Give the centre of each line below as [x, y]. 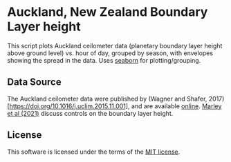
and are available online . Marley [176, 106]
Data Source [34, 82]
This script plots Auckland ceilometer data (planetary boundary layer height [115, 45]
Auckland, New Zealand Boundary [108, 12]
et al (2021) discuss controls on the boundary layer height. [90, 113]
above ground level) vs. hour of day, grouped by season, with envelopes [110, 53]
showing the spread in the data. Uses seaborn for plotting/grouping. [104, 60]
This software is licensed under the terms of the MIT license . [94, 152]
